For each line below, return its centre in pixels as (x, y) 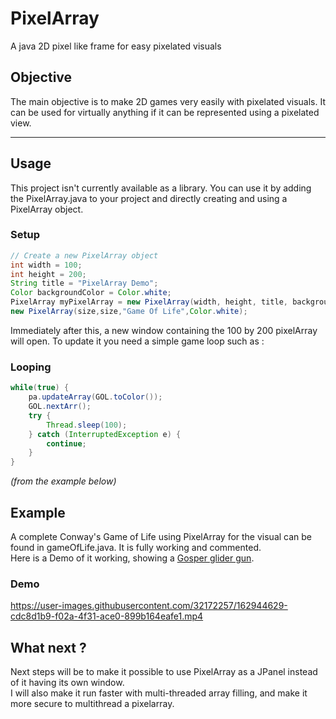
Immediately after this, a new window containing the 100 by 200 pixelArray (164, 330)
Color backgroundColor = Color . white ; (91, 293)
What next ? (48, 647)
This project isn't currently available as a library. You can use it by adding (161, 188)
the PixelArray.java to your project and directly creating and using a (149, 198)
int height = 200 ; (48, 274)
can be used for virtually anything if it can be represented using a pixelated (165, 112)
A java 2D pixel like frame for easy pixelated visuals (116, 46)
